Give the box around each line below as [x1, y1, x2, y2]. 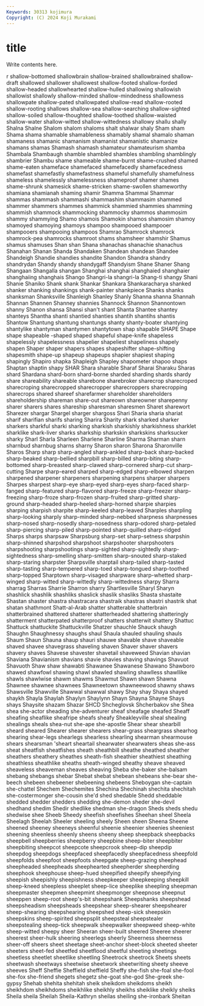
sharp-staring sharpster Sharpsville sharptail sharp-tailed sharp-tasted [6, 558, 185, 566]
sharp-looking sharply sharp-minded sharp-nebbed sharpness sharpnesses [6, 513, 198, 521]
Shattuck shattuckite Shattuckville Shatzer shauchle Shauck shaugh [6, 623, 177, 631]
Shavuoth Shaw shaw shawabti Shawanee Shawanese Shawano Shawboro [6, 662, 195, 669]
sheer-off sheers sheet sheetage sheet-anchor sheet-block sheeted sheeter [6, 941, 198, 948]
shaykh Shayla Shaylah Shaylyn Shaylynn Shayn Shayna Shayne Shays [6, 694, 185, 702]
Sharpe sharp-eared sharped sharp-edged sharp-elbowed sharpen [25, 468, 195, 476]
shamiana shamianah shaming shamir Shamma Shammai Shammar [6, 190, 174, 197]
